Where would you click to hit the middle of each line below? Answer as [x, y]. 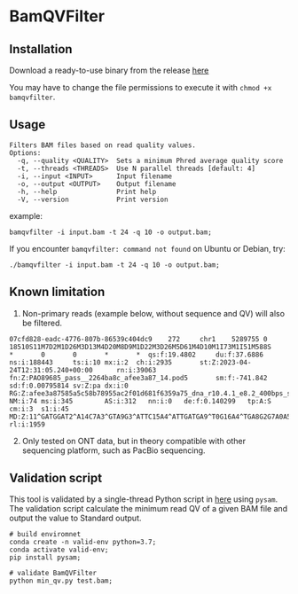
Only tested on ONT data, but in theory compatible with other [134, 441]
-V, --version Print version [93, 199]
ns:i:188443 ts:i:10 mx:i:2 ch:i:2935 [91, 362]
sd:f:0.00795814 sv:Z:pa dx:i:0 [69, 386]
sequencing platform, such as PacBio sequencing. [114, 450]
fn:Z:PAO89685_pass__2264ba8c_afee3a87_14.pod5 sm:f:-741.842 [138, 378]
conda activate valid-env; [59, 550]
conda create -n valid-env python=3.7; [83, 543]
